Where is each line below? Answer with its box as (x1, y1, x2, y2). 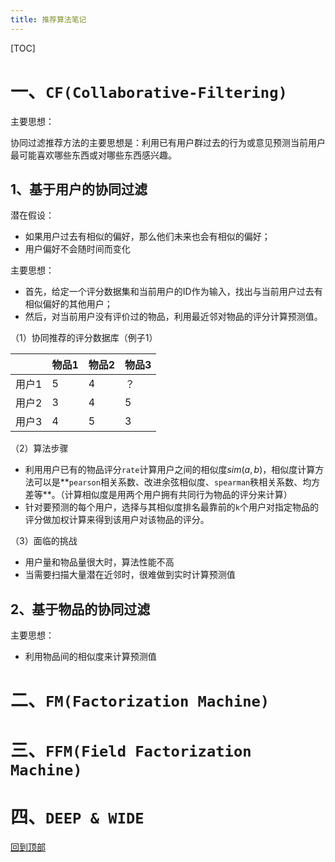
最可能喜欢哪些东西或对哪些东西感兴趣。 (10, 149, 177, 161)
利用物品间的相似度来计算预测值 (24, 651, 157, 663)
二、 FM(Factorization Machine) (10, 689, 270, 712)
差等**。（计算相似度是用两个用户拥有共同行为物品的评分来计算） (24, 489, 293, 501)
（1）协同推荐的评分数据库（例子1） (10, 332, 158, 344)
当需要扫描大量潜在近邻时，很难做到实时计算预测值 (24, 569, 236, 581)
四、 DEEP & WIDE (10, 806, 145, 828)
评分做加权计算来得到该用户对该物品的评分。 (24, 514, 210, 526)
